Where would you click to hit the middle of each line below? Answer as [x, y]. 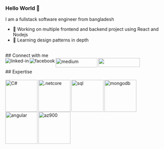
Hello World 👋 [23, 8]
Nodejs [20, 35]
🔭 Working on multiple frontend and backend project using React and [86, 29]
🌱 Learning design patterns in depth [50, 40]
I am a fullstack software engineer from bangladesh [60, 19]
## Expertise [19, 72]
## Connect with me [27, 55]
